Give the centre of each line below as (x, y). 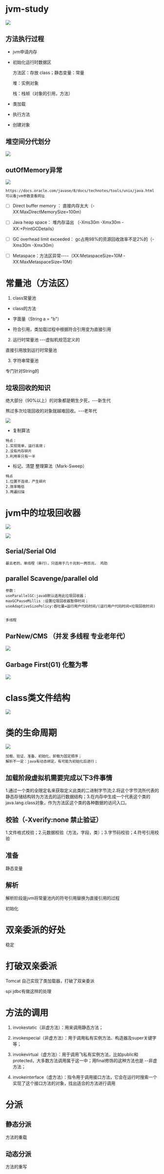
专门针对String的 (22, 371)
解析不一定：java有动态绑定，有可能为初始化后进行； (52, 761)
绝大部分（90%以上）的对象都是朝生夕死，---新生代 (58, 400)
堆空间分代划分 (28, 142)
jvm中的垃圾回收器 (43, 513)
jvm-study (27, 9)
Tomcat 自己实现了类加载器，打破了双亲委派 (50, 981)
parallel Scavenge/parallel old (52, 578)
